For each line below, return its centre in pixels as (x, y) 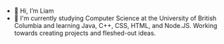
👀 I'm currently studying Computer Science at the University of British (115, 18)
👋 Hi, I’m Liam (34, 11)
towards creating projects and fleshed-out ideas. (85, 33)
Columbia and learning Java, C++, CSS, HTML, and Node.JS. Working (116, 25)
